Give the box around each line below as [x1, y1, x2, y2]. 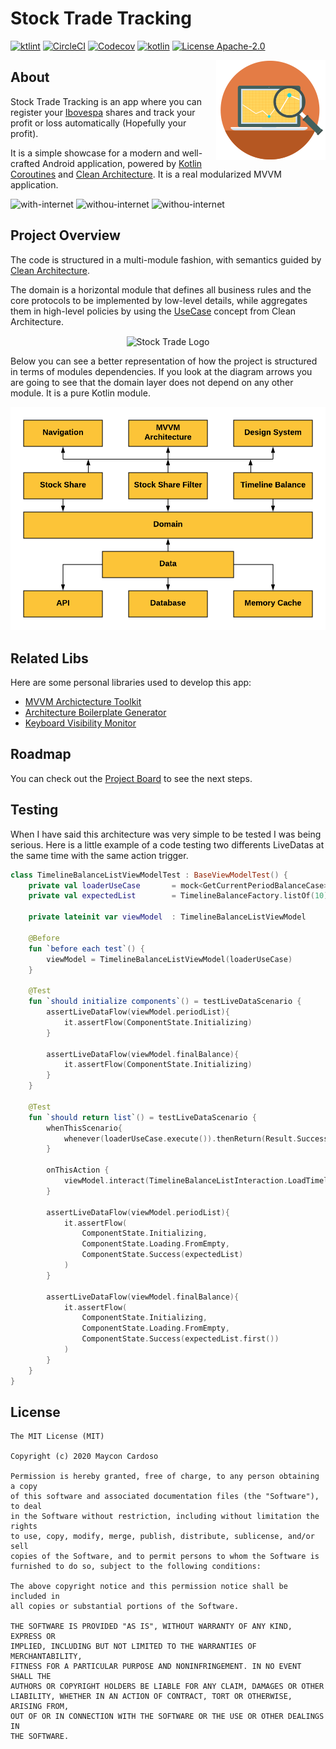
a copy [10, 1482, 38, 1492]
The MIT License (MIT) [10, 1432, 105, 1442]
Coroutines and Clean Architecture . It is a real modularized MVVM [10, 168, 282, 180]
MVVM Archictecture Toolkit [24, 696, 142, 708]
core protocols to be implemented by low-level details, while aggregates [10, 294, 308, 306]
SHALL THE [10, 1672, 52, 1682]
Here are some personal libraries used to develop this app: [10, 677, 252, 689]
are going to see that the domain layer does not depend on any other [10, 377, 294, 389]
